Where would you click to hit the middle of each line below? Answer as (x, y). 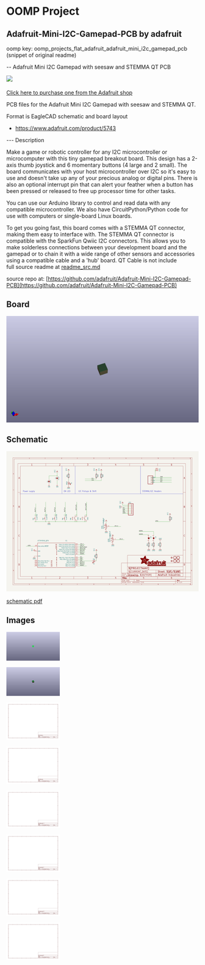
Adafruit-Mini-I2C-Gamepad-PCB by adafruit (94, 34)
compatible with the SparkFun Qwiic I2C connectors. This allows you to (96, 241)
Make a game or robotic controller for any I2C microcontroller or (87, 152)
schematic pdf (24, 601)
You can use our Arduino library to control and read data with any (88, 203)
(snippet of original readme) (41, 55)
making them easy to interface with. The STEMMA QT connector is (90, 234)
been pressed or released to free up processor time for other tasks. (91, 191)
